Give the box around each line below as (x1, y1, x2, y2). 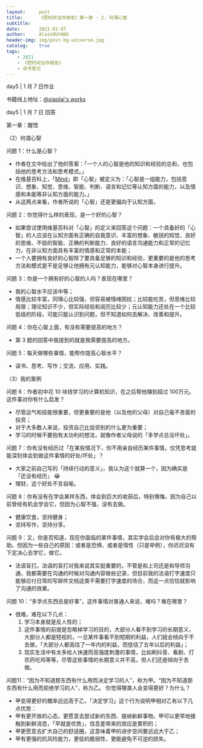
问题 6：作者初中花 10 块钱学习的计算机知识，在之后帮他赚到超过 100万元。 (6, 388, 195, 396)
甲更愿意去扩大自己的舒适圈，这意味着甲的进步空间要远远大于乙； (15, 727, 180, 735)
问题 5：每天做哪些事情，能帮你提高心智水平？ (6, 349, 123, 357)
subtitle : (6, 20, 32, 26)
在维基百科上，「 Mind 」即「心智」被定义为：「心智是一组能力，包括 (15, 176, 182, 183)
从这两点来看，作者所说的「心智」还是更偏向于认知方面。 (15, 198, 159, 205)
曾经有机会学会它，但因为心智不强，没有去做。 (11, 501, 128, 508)
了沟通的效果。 (15, 585, 53, 592)
